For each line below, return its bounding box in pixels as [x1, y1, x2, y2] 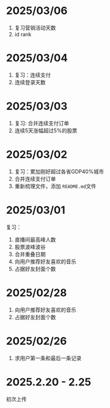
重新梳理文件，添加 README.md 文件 [14, 183, 97, 190]
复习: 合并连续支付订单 [14, 119, 69, 126]
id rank [14, 30, 32, 37]
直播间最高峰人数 [14, 236, 56, 243]
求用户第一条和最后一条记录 [14, 354, 82, 361]
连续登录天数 [14, 78, 46, 85]
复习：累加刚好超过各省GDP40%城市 [14, 168, 104, 175]
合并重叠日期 [14, 251, 46, 258]
